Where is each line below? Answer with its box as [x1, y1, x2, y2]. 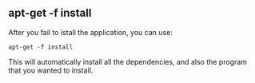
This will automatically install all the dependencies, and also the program [8, 57, 248, 66]
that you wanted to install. [8, 65, 94, 75]
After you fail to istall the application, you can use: [8, 27, 173, 37]
